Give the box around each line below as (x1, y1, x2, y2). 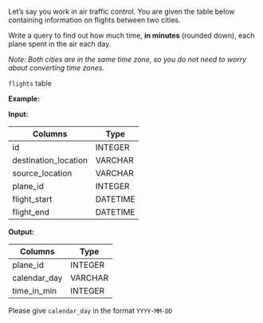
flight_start (12, 194, 53, 204)
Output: (8, 227, 34, 236)
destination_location (12, 155, 88, 166)
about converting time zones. (8, 63, 105, 73)
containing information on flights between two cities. (8, 15, 181, 25)
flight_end (12, 207, 50, 218)
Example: (8, 94, 41, 103)
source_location (12, 167, 73, 179)
